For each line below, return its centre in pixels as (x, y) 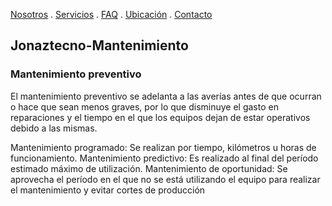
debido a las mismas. (54, 128)
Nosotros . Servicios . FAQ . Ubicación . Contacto (111, 14)
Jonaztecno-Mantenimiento (99, 45)
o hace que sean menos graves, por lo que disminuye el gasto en (144, 106)
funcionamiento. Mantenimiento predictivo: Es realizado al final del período (164, 158)
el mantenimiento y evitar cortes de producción (108, 190)
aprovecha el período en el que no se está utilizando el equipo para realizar (165, 179)
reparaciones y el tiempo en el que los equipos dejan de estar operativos (160, 117)
